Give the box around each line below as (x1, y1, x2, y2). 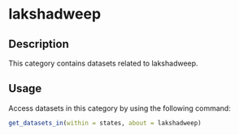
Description (8, 37, 69, 51)
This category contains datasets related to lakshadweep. (8, 58, 198, 68)
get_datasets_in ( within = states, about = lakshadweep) (8, 119, 202, 127)
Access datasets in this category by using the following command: (8, 103, 232, 113)
